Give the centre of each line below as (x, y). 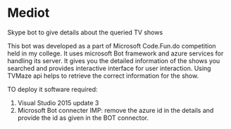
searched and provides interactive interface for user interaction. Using (109, 68)
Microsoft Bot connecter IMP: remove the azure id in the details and (115, 110)
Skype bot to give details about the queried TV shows (85, 32)
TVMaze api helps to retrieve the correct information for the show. (103, 76)
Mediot (29, 13)
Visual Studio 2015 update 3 (58, 102)
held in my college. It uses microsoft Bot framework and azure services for (115, 53)
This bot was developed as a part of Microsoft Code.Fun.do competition (112, 46)
